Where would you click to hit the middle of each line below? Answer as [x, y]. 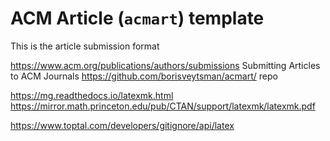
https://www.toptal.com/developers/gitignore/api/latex [122, 125]
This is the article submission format [85, 46]
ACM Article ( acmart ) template [137, 18]
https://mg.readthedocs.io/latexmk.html [92, 95]
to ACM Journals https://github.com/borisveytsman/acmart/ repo [144, 76]
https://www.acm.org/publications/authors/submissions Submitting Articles [165, 65]
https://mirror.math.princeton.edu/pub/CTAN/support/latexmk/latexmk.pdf [163, 106]
